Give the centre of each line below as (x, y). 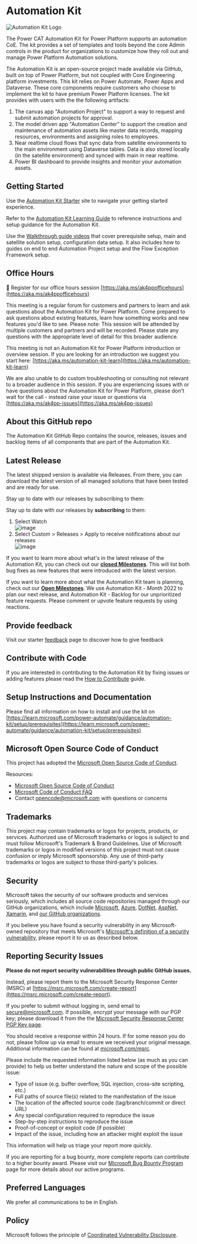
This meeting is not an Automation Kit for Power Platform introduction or (94, 348)
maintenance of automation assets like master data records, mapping (98, 130)
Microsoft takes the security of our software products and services (87, 895)
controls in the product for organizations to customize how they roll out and (97, 51)
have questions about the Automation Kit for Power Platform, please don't (95, 391)
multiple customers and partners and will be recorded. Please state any (93, 330)
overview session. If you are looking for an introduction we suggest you (93, 354)
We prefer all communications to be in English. (62, 1202)
